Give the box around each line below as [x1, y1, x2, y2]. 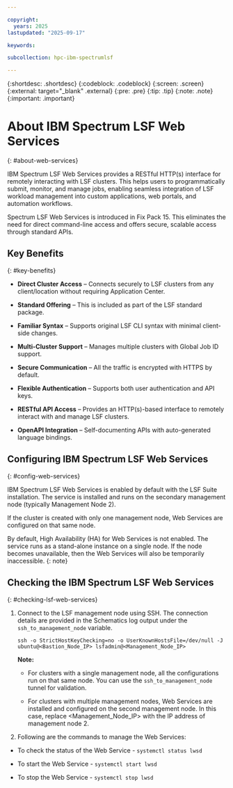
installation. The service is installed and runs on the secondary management [7, 492, 226, 501]
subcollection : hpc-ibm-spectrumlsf [7, 54, 113, 61]
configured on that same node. [7, 521, 96, 529]
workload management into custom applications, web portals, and [7, 192, 197, 200]
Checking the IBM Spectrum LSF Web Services [7, 577, 214, 588]
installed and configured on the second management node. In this [27, 704, 217, 713]
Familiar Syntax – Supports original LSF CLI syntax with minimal [17, 321, 202, 330]
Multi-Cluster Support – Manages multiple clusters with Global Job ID [17, 342, 219, 351]
